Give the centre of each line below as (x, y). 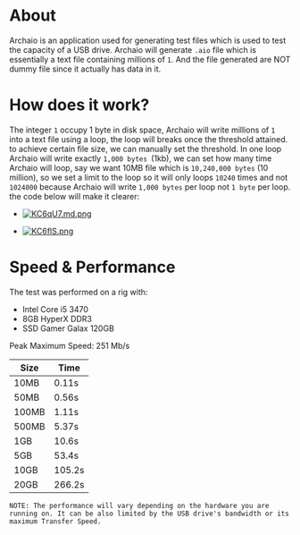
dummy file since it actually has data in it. (85, 69)
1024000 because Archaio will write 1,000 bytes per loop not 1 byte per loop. (150, 187)
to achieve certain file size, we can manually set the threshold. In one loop (146, 149)
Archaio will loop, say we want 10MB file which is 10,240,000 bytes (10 (139, 167)
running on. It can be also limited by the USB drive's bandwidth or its (150, 514)
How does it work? (79, 105)
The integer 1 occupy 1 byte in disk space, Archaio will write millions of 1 (142, 130)
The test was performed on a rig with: (79, 292)
